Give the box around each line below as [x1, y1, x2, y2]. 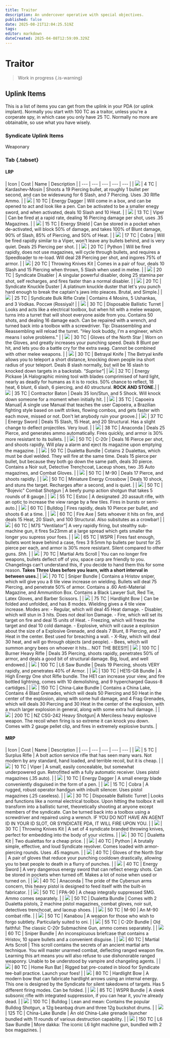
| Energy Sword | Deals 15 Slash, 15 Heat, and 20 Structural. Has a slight [5, 419, 156, 425]
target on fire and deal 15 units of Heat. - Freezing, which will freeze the [5, 617, 155, 624]
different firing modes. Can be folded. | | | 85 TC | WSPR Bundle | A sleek [5, 987, 164, 993]
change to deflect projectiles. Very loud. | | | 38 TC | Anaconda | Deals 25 [5, 425, 165, 431]
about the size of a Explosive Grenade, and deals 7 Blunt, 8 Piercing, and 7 [5, 628, 161, 634]
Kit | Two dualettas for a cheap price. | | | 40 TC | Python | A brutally [5, 838, 154, 844]
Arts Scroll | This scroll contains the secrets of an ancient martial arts [5, 942, 150, 948]
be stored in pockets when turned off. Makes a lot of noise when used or [5, 872, 157, 878]
